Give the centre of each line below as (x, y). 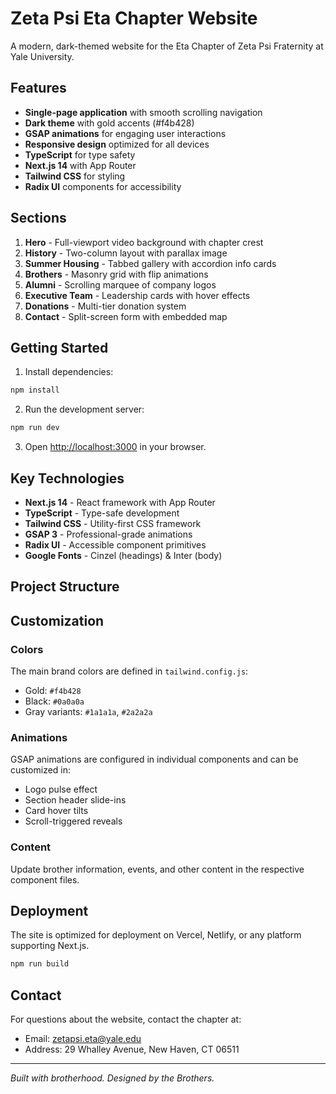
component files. (45, 879)
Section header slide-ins (75, 800)
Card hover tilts (56, 811)
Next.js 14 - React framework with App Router (120, 502)
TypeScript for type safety (80, 154)
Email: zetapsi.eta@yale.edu (83, 1039)
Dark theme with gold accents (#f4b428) (109, 123)
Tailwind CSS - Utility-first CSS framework (113, 523)
